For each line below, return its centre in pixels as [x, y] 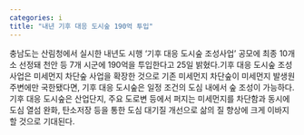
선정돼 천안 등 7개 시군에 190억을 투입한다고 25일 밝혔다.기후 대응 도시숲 [147, 64]
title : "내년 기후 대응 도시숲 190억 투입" [82, 26]
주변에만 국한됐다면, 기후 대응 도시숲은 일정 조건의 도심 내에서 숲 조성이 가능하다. [152, 87]
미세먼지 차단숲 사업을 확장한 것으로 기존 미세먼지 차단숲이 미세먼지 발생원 [164, 76]
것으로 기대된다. [47, 121]
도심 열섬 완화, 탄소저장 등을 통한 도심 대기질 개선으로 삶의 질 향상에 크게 [137, 110]
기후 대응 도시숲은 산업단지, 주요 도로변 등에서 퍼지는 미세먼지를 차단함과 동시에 [150, 98]
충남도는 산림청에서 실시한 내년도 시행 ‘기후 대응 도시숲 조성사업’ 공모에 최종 [143, 53]
